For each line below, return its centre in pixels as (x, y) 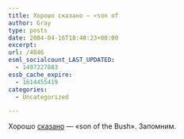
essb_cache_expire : (40, 75)
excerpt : (23, 45)
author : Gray (30, 23)
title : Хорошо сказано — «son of (63, 15)
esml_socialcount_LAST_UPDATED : (61, 60)
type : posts (28, 30)
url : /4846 (26, 52)
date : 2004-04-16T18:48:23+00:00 (63, 38)
